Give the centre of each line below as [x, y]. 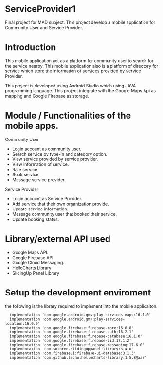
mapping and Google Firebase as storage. [47, 96]
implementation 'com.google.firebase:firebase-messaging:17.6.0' [77, 345]
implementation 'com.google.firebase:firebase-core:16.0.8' [72, 328]
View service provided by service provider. [55, 159]
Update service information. [40, 209]
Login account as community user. [47, 149]
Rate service [25, 169]
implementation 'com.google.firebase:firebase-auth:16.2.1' [72, 332]
